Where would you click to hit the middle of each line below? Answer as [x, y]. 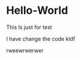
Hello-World [37, 11]
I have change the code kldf [41, 39]
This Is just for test [29, 27]
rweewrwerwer [25, 50]
